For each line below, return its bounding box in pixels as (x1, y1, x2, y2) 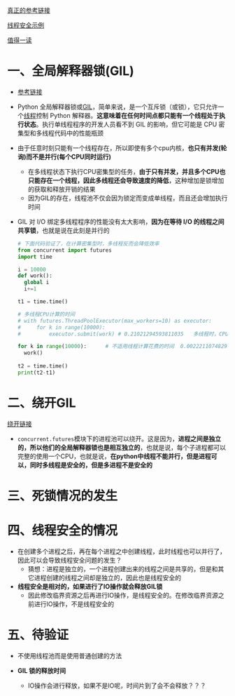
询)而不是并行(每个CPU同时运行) (17, 152, 112, 161)
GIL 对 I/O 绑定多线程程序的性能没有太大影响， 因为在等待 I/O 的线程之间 (17, 217, 225, 226)
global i (24, 279, 50, 286)
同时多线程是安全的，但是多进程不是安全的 (29, 460, 152, 469)
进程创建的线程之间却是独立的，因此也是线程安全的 (34, 573, 182, 582)
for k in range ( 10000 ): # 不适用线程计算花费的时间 (17, 343, 175, 350)
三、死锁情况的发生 (7, 488, 118, 504)
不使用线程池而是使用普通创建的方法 (17, 651, 122, 660)
